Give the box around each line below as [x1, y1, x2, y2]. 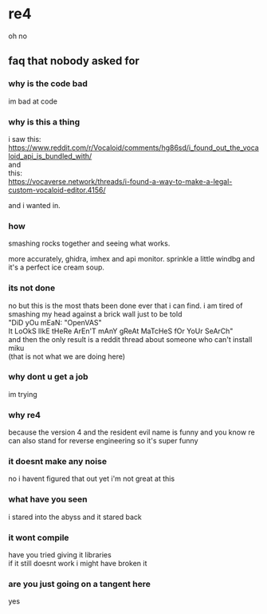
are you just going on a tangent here [8, 578, 151, 589]
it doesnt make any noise [8, 456, 108, 467]
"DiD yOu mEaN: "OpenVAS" [8, 317, 102, 327]
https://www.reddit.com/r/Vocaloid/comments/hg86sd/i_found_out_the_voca [8, 143, 259, 152]
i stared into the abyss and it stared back [8, 512, 142, 522]
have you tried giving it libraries [8, 550, 112, 559]
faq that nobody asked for [8, 54, 139, 68]
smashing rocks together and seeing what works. [8, 238, 171, 248]
